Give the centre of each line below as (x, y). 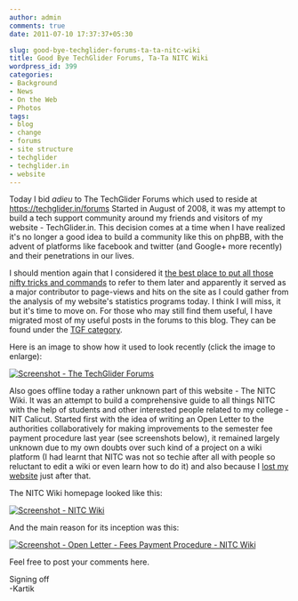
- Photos (25, 108)
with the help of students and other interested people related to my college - (149, 410)
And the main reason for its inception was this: (94, 528)
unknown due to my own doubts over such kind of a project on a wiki (136, 448)
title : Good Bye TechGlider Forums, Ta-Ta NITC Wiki (109, 59)
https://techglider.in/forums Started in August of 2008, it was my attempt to (148, 209)
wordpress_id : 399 (43, 67)
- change (25, 133)
